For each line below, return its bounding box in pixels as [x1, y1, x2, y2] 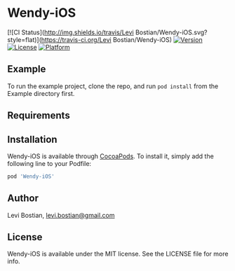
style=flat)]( [7, 35, 42, 43]
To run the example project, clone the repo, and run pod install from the [7, 82, 219, 90]
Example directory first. [7, 89, 75, 97]
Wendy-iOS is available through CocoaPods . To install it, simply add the [7, 152, 214, 160]
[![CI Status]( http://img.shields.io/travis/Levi [7, 28, 135, 36]
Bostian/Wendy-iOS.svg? [135, 28, 208, 36]
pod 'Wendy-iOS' [7, 173, 55, 180]
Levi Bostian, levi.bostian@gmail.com [7, 211, 115, 219]
